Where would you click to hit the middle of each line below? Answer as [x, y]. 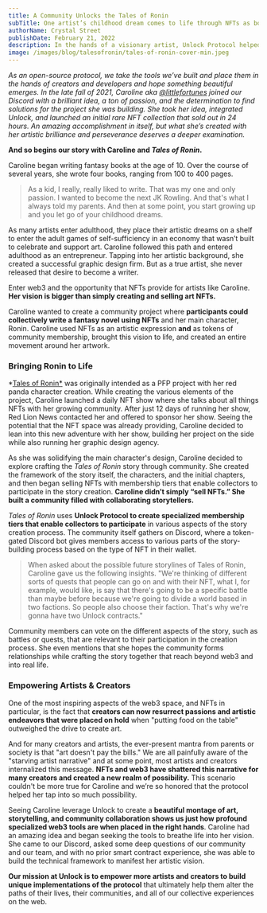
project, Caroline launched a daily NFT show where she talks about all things [133, 400]
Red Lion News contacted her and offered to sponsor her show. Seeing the [130, 417]
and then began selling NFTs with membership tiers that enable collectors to [133, 483]
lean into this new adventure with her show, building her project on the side [131, 434]
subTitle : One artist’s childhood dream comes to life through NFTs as [129, 23]
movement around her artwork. [59, 345]
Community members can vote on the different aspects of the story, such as [133, 631]
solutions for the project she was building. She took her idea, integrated [126, 109]
